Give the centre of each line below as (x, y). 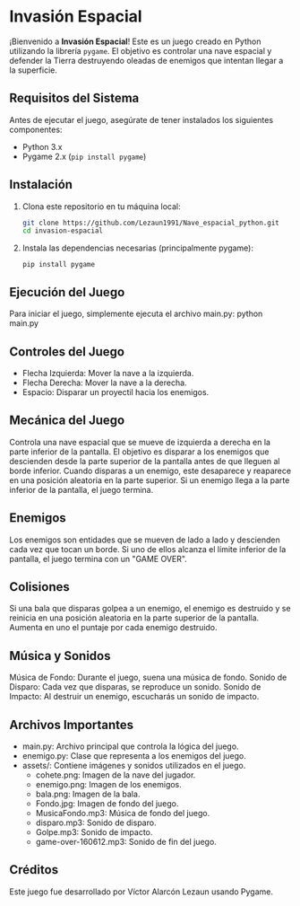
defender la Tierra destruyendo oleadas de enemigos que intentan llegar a (146, 60)
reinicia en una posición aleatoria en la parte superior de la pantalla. (134, 618)
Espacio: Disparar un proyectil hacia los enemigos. (116, 391)
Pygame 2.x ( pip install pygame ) (84, 156)
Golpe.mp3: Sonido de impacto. (94, 832)
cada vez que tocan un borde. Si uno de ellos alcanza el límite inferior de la (148, 549)
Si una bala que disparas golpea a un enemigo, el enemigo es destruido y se (150, 609)
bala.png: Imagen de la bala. (88, 794)
